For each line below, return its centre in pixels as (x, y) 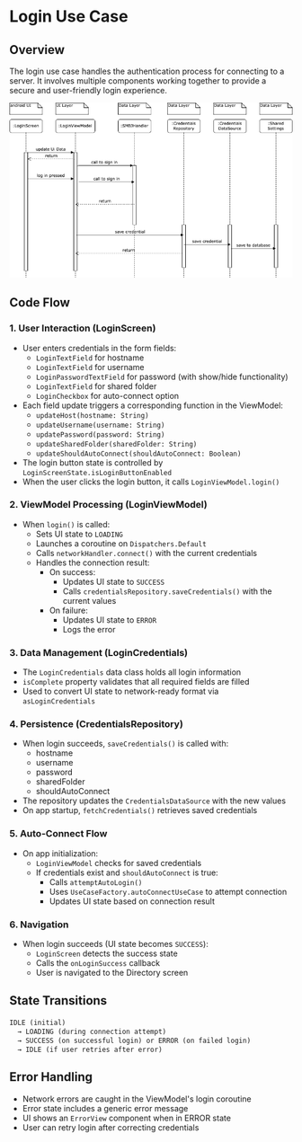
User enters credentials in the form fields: (99, 348)
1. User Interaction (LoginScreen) (83, 328)
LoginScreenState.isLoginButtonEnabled (97, 473)
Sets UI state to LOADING (79, 534)
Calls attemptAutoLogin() (96, 881)
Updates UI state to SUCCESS (114, 581)
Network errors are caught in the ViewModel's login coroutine (137, 1099)
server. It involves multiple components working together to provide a (138, 81)
